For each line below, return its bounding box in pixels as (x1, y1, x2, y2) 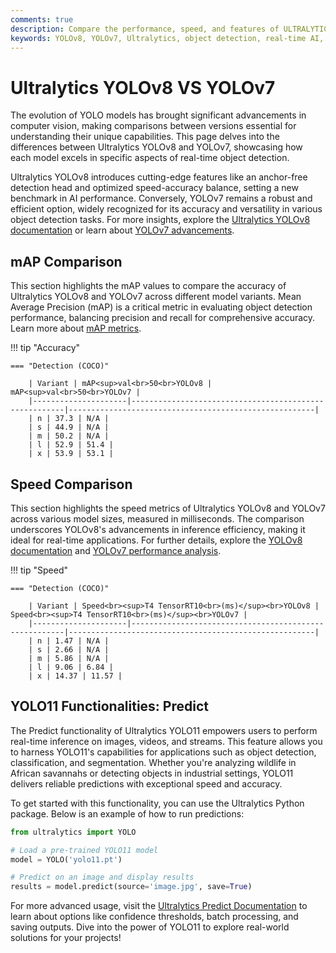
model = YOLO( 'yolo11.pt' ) (10, 854, 123, 865)
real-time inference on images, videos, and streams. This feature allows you (10, 735, 323, 747)
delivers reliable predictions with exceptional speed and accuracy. (10, 777, 283, 790)
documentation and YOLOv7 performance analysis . (10, 544, 222, 556)
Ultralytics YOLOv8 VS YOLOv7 (10, 76, 276, 99)
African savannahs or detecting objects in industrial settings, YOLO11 (10, 767, 294, 779)
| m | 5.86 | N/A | (28, 653, 110, 663)
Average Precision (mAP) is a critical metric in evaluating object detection (10, 301, 313, 313)
